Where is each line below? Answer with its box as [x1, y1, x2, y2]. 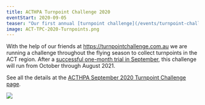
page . [6, 81, 21, 88]
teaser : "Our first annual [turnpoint [6, 20, 105, 26]
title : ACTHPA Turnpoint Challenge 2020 [6, 9, 111, 15]
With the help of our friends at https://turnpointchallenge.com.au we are [6, 43, 187, 50]
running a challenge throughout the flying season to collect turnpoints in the [6, 49, 198, 57]
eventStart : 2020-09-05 [6, 15, 67, 21]
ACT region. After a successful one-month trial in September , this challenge [6, 56, 197, 63]
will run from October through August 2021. [6, 62, 116, 70]
